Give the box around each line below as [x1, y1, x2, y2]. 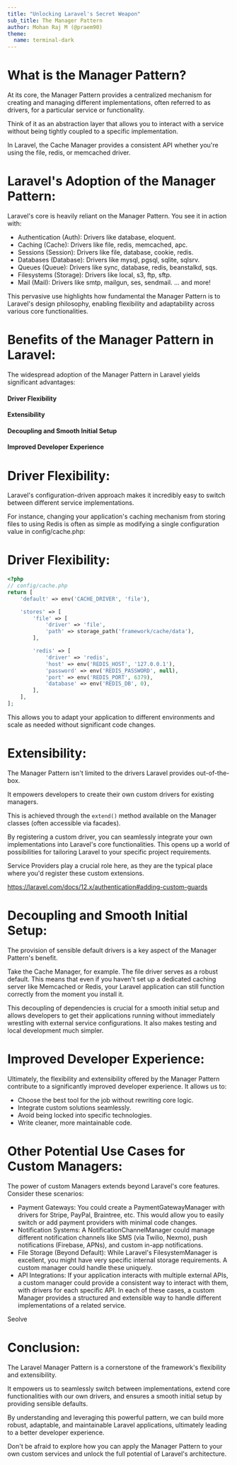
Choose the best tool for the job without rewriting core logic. [17, 1096, 194, 1104]
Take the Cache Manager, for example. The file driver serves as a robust [7, 967, 218, 976]
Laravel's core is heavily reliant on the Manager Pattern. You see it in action [7, 212, 227, 220]
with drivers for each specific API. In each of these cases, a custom [17, 1286, 215, 1294]
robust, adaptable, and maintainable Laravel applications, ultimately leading [7, 1420, 228, 1429]
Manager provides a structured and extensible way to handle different [17, 1293, 221, 1302]
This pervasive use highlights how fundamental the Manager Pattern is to [7, 292, 221, 300]
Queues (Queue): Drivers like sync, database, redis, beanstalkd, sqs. [17, 263, 218, 272]
